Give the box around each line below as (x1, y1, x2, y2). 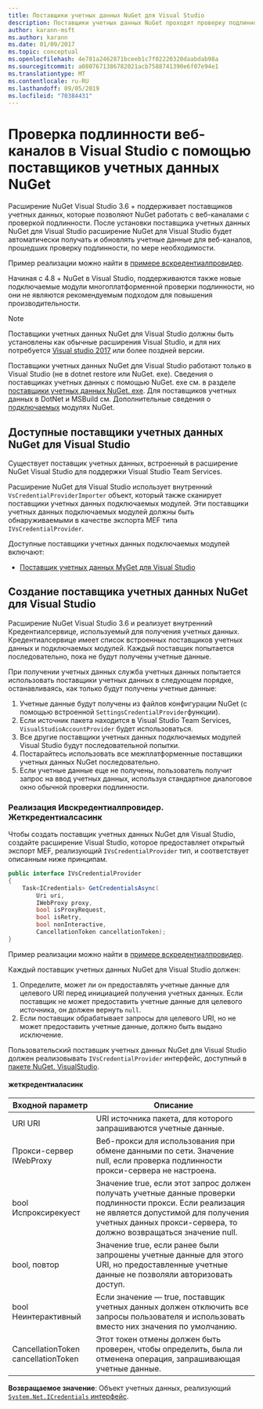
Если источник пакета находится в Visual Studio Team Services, (19, 715, 232, 725)
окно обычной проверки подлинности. (19, 782, 150, 791)
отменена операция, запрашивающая (95, 1353, 241, 1364)
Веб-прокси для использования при (95, 1136, 236, 1147)
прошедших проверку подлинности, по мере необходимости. (8, 243, 216, 253)
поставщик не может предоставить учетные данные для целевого (19, 996, 243, 1006)
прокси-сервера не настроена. (95, 1165, 217, 1176)
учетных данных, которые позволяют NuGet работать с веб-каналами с (8, 210, 250, 220)
